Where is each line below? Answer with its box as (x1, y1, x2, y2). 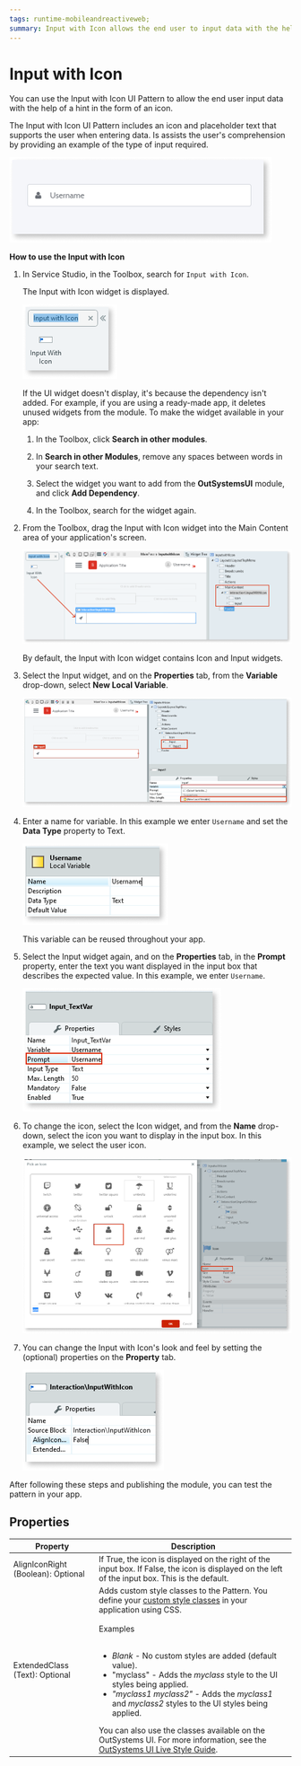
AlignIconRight (13, 1559, 67, 1569)
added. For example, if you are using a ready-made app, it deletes (21, 398, 266, 409)
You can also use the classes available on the (98, 1725, 266, 1736)
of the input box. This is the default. (98, 1573, 229, 1584)
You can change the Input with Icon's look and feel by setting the (21, 1342, 262, 1353)
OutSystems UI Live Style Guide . (98, 1744, 219, 1755)
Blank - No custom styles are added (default (111, 1650, 278, 1661)
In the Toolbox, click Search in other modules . (35, 434, 208, 444)
